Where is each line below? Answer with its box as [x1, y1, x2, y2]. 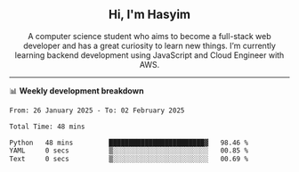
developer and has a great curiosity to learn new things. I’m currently [23, 40, 276, 51]
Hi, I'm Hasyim [108, 7, 191, 22]
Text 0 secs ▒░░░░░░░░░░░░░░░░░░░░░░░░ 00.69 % [9, 155, 249, 164]
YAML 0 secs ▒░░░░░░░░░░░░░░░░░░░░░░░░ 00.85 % [9, 146, 249, 155]
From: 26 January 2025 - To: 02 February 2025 [9, 106, 185, 115]
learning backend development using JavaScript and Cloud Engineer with [14, 49, 285, 61]
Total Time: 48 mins [9, 122, 86, 131]
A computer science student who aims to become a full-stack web [28, 30, 271, 41]
